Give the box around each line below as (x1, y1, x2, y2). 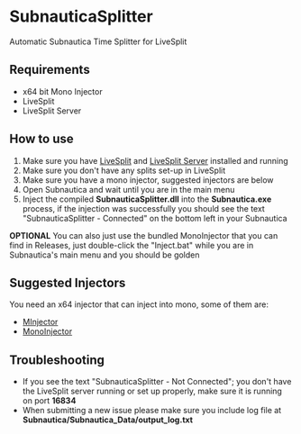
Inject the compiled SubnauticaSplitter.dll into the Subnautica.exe (22, 194, 272, 204)
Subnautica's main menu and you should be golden (9, 249, 200, 260)
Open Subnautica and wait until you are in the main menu (22, 184, 235, 194)
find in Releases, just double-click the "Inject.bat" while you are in (9, 240, 254, 250)
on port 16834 (22, 395, 77, 406)
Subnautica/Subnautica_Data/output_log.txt (22, 414, 194, 425)
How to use (9, 131, 74, 147)
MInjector (22, 317, 59, 328)
